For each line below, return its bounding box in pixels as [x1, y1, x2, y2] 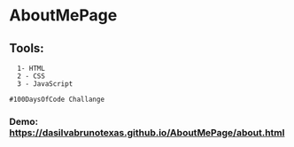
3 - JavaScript [17, 80, 73, 89]
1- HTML [17, 64, 46, 73]
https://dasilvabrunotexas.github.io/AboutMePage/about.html [9, 126, 285, 138]
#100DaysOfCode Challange [9, 95, 104, 104]
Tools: [9, 41, 44, 56]
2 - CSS [17, 72, 46, 81]
